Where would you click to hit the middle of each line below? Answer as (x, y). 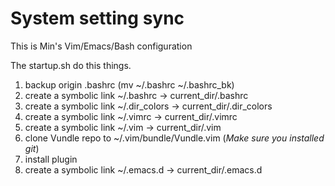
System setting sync (97, 18)
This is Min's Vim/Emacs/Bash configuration (101, 46)
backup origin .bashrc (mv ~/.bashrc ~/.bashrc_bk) (129, 84)
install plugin (51, 159)
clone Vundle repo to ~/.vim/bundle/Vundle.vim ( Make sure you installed (174, 138)
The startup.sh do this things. (71, 65)
